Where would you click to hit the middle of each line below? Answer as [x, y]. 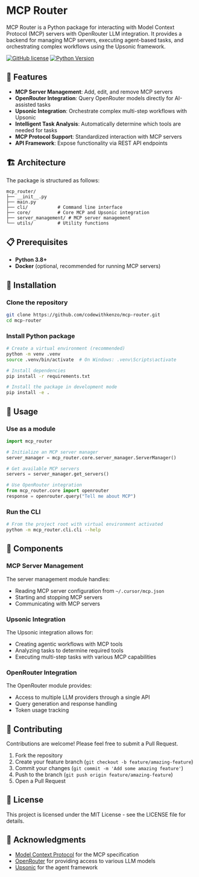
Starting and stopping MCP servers [58, 597]
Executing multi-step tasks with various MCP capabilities [86, 657]
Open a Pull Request [40, 781]
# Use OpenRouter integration [44, 485]
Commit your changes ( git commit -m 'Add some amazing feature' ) [99, 768]
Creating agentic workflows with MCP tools [69, 644]
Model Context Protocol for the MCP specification [77, 854]
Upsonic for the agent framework [56, 867]
